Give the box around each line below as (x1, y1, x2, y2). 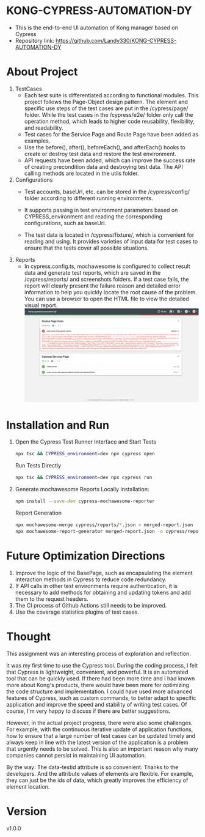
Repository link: (15, 37, 55, 44)
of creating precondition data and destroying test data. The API (24, 163, 183, 170)
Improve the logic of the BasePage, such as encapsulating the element (15, 569, 193, 576)
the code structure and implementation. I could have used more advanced (6, 688, 192, 695)
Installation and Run (6, 418, 110, 432)
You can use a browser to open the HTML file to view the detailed (24, 295, 189, 302)
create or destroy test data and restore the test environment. (24, 150, 177, 157)
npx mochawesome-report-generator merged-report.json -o (15, 528, 164, 534)
